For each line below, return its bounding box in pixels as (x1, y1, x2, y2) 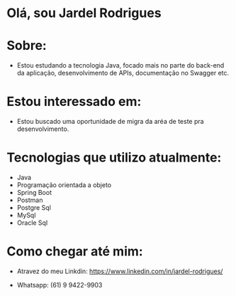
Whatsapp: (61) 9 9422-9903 (16, 280, 103, 289)
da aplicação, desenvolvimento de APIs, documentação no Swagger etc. (16, 69, 230, 78)
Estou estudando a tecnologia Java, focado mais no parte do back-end (16, 61, 225, 70)
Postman (16, 196, 43, 204)
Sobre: (6, 38, 47, 54)
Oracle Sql (16, 218, 48, 227)
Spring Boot (16, 189, 52, 196)
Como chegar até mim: (6, 243, 143, 260)
